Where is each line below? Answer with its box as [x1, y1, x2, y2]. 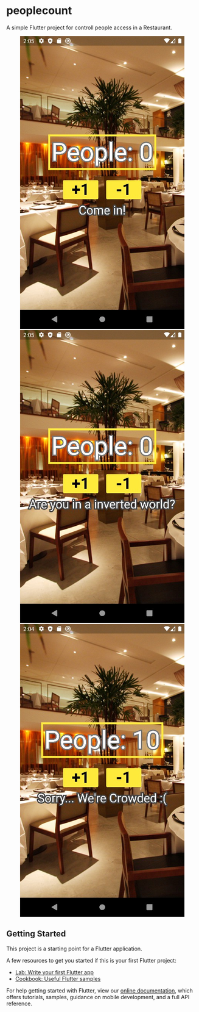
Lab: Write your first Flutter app [15, 968, 94, 976]
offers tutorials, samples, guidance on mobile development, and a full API [6, 993, 190, 1000]
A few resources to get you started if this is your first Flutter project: [6, 956, 176, 964]
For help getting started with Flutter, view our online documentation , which [6, 986, 194, 994]
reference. [6, 1000, 32, 1007]
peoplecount [6, 4, 72, 18]
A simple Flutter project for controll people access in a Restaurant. [6, 24, 172, 31]
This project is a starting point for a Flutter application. [6, 945, 142, 952]
